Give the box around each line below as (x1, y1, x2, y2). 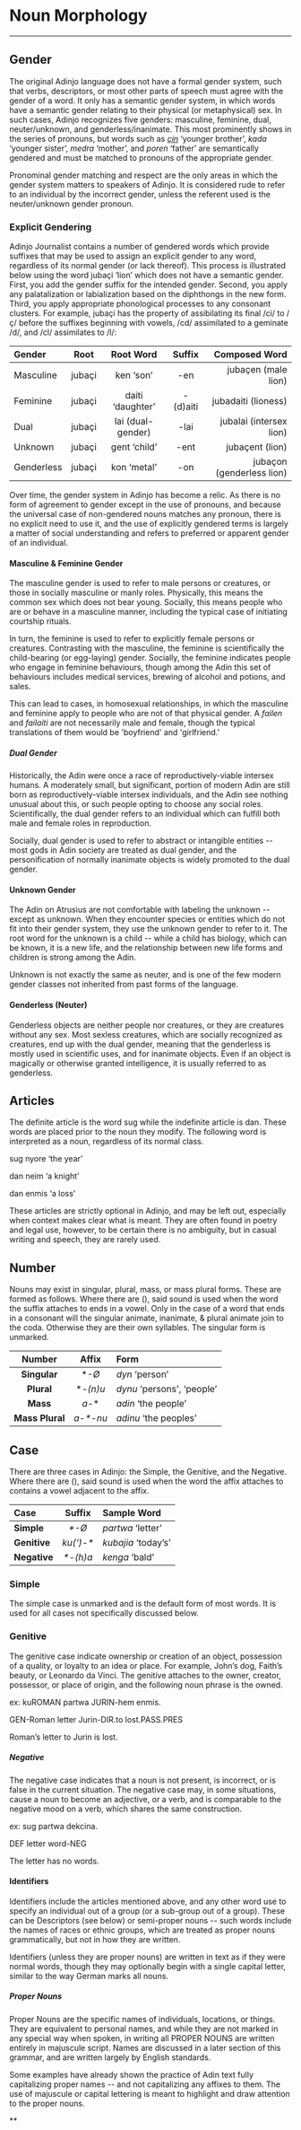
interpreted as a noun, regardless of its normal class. (9, 1136, 204, 1147)
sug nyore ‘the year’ (9, 1153, 83, 1164)
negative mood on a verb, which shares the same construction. (9, 1803, 243, 1814)
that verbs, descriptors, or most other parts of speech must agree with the (9, 85, 284, 96)
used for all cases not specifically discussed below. (9, 1608, 199, 1618)
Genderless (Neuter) (9, 1000, 88, 1011)
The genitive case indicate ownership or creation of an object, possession (9, 1651, 282, 1661)
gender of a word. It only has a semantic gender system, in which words (9, 95, 276, 106)
